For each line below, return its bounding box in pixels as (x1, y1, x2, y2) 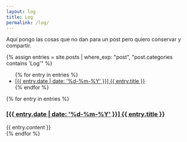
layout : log (6, 8, 36, 15)
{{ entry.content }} (6, 124, 51, 131)
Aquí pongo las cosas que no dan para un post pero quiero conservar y (6, 36, 182, 43)
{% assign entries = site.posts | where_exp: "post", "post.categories (6, 54, 173, 61)
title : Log (6, 14, 33, 20)
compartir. (6, 42, 32, 49)
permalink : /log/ (6, 20, 49, 25)
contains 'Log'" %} (6, 60, 52, 67)
